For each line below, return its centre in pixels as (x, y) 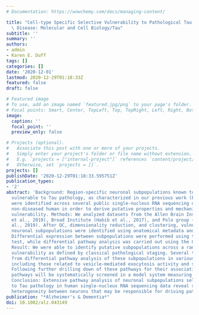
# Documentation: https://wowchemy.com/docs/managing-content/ (86, 12)
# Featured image (28, 99)
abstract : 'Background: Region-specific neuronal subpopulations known (96, 192)
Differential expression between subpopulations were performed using (100, 237)
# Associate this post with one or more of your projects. (83, 149)
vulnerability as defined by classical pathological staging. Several (100, 253)
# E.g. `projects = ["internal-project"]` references (76, 159)
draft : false (22, 89)
